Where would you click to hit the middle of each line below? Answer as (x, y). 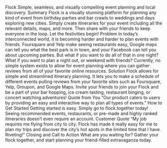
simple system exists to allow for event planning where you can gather (78, 65)
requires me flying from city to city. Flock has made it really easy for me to (82, 124)
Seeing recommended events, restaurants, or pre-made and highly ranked (82, 113)
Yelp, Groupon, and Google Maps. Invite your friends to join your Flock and (82, 87)
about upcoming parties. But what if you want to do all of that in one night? (82, 55)
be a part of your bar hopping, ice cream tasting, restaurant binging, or (78, 92)
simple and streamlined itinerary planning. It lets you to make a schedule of (82, 76)
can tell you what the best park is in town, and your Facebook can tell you (81, 50)
